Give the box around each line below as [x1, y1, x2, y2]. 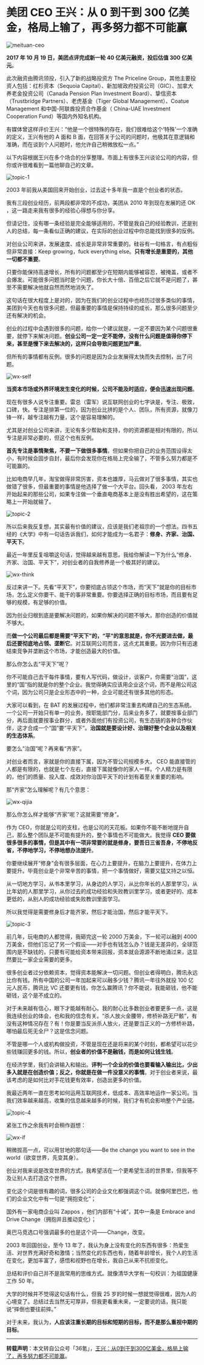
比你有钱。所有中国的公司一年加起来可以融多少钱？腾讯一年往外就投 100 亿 [6, 976, 194, 984]
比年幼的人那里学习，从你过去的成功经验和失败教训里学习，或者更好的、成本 [6, 887, 198, 895]
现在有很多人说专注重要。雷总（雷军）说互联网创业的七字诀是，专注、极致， [6, 398, 198, 405]
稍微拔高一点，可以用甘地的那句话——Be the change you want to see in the [6, 1146, 195, 1154]
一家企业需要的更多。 [22, 955, 76, 963]
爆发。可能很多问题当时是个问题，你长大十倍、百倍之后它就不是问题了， [11, 275, 192, 283]
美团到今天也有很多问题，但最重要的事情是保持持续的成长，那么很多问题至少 [6, 304, 198, 311]
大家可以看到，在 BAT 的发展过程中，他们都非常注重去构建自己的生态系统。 [6, 701, 195, 709]
